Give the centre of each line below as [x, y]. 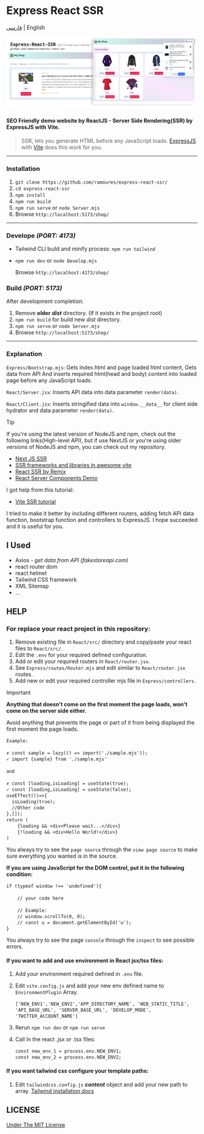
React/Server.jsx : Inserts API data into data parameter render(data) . [93, 392]
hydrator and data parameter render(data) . [60, 410]
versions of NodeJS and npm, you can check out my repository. [86, 447]
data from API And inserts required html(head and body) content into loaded [102, 374]
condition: [20, 874]
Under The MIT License [36, 1125]
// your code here [40, 899]
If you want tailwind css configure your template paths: [77, 1071]
